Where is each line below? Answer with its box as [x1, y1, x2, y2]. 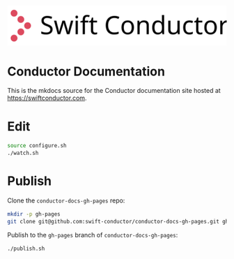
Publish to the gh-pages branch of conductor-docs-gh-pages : [7, 230, 178, 239]
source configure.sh [7, 142, 68, 149]
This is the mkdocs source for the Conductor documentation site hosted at [7, 87, 221, 95]
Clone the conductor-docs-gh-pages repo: [7, 196, 125, 205]
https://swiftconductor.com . [7, 94, 87, 103]
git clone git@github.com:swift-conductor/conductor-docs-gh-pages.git [7, 218, 219, 225]
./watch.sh [7, 149, 39, 157]
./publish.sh [7, 245, 45, 252]
